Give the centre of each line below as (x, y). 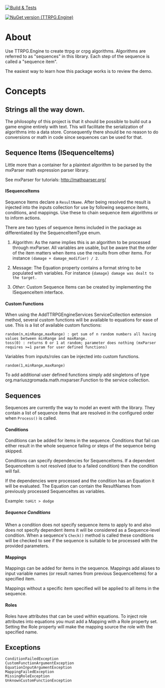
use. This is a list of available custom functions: (54, 325)
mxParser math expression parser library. (47, 170)
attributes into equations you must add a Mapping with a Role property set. (82, 621)
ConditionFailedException (32, 659)
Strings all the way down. (45, 109)
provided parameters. (27, 546)
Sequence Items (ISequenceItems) (60, 153)
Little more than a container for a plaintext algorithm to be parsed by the (79, 165)
